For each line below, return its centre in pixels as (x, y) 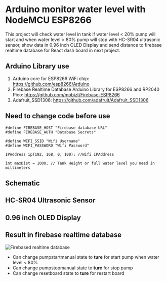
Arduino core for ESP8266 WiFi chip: (51, 78)
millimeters (18, 168)
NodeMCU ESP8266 (49, 20)
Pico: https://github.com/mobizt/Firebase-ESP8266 (66, 94)
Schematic (23, 183)
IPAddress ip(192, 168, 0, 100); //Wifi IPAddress (60, 154)
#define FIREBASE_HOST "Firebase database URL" (56, 128)
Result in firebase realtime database (64, 235)
